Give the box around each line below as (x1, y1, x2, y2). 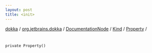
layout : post (5, 7, 33, 12)
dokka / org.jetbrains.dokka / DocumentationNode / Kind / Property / (5, 25, 147, 31)
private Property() (5, 43, 46, 48)
